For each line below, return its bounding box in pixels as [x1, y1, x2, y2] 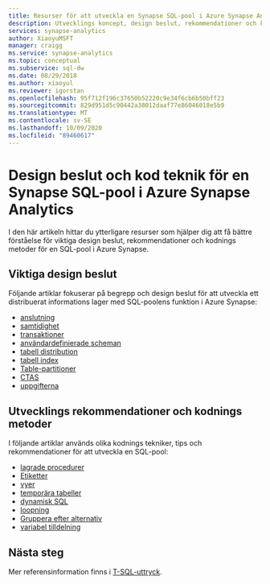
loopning [19, 505, 50, 515]
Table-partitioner [19, 364, 76, 374]
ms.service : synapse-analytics [8, 49, 113, 57]
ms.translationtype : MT [8, 109, 88, 117]
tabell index [19, 356, 59, 365]
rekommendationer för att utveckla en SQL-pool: [8, 447, 169, 457]
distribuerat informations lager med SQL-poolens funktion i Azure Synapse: [8, 297, 258, 306]
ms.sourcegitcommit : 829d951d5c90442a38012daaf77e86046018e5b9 [8, 101, 225, 109]
